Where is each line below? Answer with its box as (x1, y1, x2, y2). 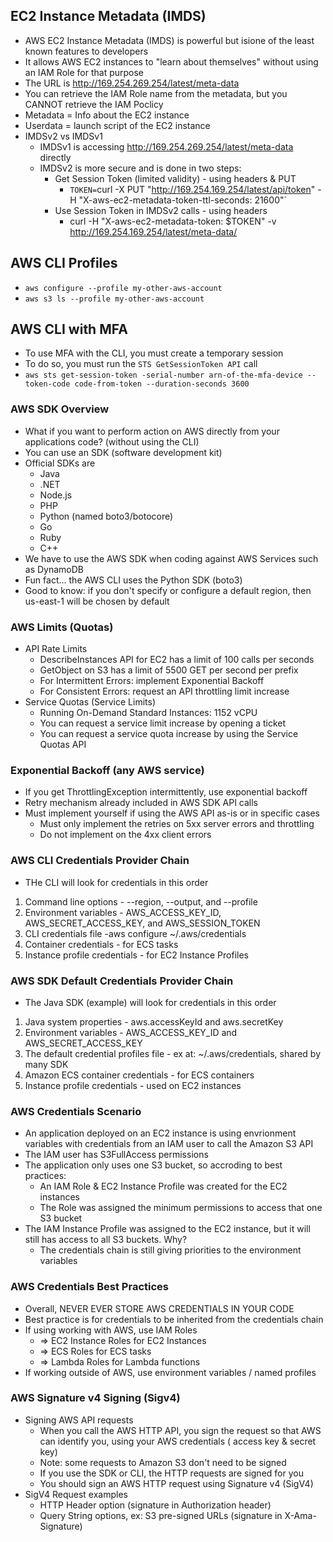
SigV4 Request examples (24, 1488, 128, 1500)
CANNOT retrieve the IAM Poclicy (24, 98, 164, 110)
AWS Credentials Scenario (10, 1104, 142, 1118)
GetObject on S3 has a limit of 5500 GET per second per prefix (39, 664, 299, 676)
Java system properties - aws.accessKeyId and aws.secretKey (24, 1015, 284, 1028)
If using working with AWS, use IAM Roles (24, 1324, 198, 1336)
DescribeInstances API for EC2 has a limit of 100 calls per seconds (39, 654, 315, 666)
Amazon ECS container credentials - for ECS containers (24, 1069, 255, 1081)
